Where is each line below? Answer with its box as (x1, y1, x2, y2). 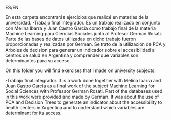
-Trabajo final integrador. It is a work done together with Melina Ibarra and (5, 78, 161, 83)
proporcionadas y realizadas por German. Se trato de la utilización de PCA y (5, 41, 166, 47)
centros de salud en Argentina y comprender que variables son (5, 52, 139, 58)
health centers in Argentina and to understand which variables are (5, 105, 145, 110)
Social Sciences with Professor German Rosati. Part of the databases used (5, 88, 163, 94)
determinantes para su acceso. (5, 58, 71, 63)
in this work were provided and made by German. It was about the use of (5, 94, 159, 100)
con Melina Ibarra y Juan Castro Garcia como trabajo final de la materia (5, 25, 156, 31)
